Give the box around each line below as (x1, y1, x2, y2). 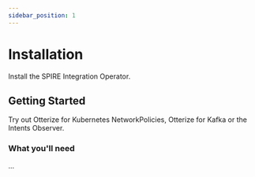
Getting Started (8, 94, 86, 107)
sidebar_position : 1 (8, 11, 77, 20)
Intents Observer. (8, 124, 65, 133)
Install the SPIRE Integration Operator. (8, 72, 131, 81)
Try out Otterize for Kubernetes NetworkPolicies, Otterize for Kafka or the (8, 115, 247, 124)
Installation (8, 45, 84, 63)
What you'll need (8, 143, 75, 154)
